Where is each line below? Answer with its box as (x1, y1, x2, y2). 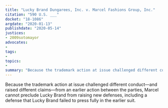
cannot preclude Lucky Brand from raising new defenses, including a (5, 92, 147, 98)
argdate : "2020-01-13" (5, 21, 52, 26)
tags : (5, 49, 16, 54)
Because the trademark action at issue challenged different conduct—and (5, 81, 157, 87)
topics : (5, 58, 21, 63)
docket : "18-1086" (5, 16, 43, 21)
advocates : (5, 40, 28, 45)
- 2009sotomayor (5, 35, 39, 40)
